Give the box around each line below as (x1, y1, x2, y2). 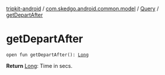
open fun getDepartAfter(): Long (6, 52, 89, 58)
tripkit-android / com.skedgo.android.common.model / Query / (6, 5, 159, 12)
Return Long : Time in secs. (6, 62, 73, 69)
